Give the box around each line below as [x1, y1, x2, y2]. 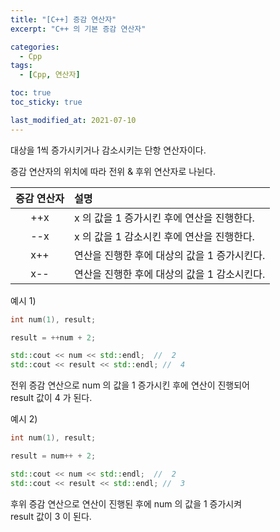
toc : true [10, 88, 52, 98]
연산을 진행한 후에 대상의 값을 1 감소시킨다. [73, 267, 266, 281]
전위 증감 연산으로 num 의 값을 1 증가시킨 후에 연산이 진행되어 [10, 379, 251, 391]
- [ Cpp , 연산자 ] [19, 70, 81, 80]
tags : [10, 61, 33, 71]
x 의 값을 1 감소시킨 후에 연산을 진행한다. [73, 229, 255, 243]
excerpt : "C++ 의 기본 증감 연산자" [10, 24, 147, 34]
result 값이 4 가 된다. [10, 392, 93, 404]
